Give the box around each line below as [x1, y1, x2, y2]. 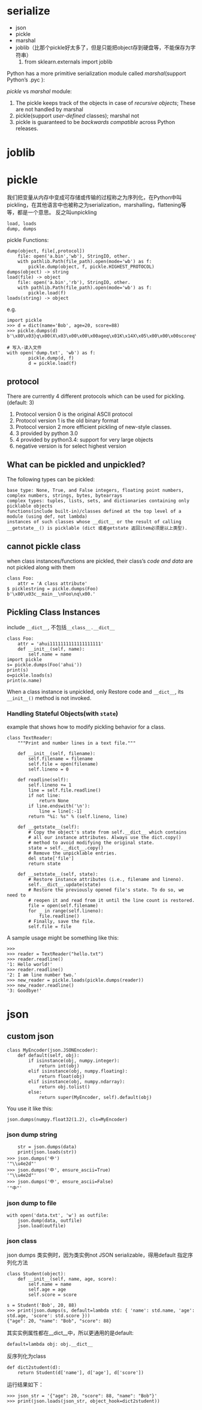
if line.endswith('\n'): [28, 803, 91, 809]
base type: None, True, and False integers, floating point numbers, [7, 487, 185, 493]
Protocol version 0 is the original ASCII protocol [15, 410, 133, 418]
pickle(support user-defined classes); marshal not [15, 112, 140, 119]
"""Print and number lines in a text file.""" [17, 740, 136, 746]
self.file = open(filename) [28, 761, 98, 767]
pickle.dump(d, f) [28, 355, 74, 361]
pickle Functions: [7, 237, 49, 244]
